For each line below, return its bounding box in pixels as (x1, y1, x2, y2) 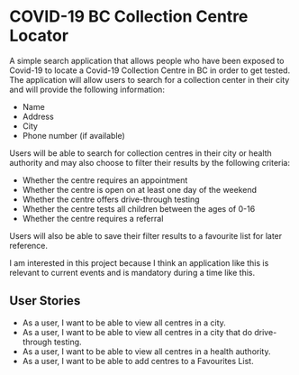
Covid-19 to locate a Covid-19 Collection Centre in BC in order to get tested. (9, 65, 291, 76)
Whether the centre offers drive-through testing (22, 194, 200, 205)
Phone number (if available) (22, 130, 126, 141)
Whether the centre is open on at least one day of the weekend (22, 184, 258, 195)
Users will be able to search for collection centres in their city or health (9, 147, 272, 159)
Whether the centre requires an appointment (22, 174, 188, 186)
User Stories (9, 293, 81, 308)
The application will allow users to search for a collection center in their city (9, 74, 290, 85)
